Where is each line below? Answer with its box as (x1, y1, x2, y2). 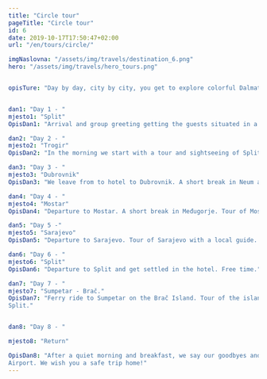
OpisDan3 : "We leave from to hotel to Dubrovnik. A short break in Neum (8, 178, 254, 186)
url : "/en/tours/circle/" (8, 41, 94, 49)
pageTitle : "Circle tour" (8, 19, 94, 27)
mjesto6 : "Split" (8, 258, 66, 266)
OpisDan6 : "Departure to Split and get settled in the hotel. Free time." (8, 265, 261, 274)
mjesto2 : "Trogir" (8, 142, 69, 150)
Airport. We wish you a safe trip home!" (8, 358, 148, 367)
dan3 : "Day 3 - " (8, 163, 66, 171)
